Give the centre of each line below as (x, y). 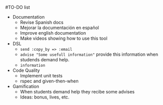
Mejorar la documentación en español (60, 28)
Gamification (26, 86)
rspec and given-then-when (49, 81)
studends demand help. (45, 60)
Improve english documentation (53, 33)
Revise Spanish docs (42, 22)
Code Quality (26, 70)
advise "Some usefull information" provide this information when (89, 54)
